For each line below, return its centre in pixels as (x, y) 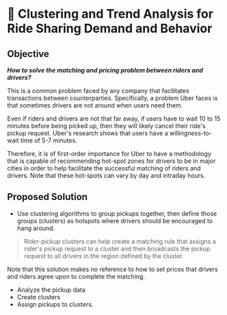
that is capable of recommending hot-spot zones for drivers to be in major (111, 161)
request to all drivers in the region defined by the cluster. (104, 255)
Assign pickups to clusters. (55, 304)
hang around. (36, 228)
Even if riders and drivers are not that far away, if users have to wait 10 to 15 (114, 118)
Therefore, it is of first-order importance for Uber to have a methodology (109, 154)
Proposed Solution (47, 197)
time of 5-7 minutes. (49, 140)
